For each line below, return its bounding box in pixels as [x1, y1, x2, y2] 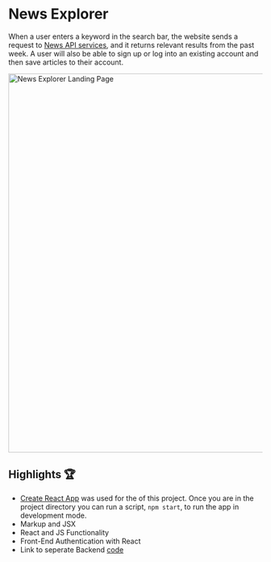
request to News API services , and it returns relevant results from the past [8, 40, 255, 49]
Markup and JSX [19, 518, 77, 529]
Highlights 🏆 [8, 468, 76, 481]
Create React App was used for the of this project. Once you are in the [19, 493, 254, 503]
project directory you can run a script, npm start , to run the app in [19, 501, 240, 511]
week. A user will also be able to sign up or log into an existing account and [8, 48, 259, 58]
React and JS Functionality [19, 527, 110, 537]
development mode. [19, 510, 87, 520]
